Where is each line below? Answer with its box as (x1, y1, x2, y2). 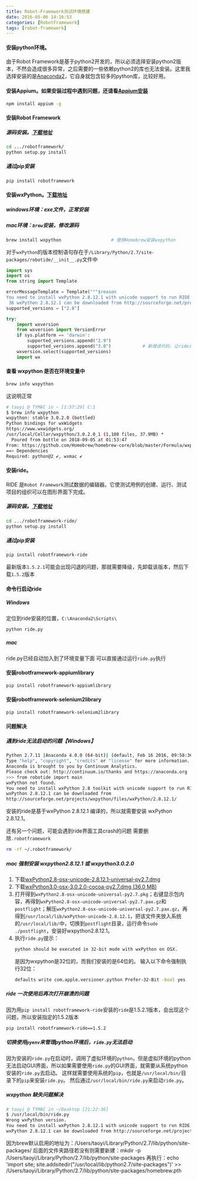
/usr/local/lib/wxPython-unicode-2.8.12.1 (25, 914, 131, 920)
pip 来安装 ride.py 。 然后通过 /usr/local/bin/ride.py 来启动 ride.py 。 (21, 1077, 188, 1084)
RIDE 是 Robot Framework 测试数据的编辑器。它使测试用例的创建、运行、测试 (6, 481, 187, 488)
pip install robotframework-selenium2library (6, 709, 119, 715)
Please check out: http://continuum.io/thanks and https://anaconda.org (6, 769, 188, 775)
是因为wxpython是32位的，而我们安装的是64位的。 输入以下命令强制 (14, 957, 182, 964)
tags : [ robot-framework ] (6, 25, 67, 31)
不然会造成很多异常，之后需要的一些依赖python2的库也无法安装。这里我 (16, 65, 191, 72)
